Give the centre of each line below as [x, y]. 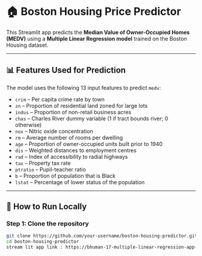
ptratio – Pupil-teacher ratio [50, 169]
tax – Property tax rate [43, 163]
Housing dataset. [27, 45]
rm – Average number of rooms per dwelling [69, 137]
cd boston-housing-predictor [43, 242]
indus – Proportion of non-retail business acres [73, 112]
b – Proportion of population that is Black [65, 176]
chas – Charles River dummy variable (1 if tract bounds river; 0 [91, 118]
